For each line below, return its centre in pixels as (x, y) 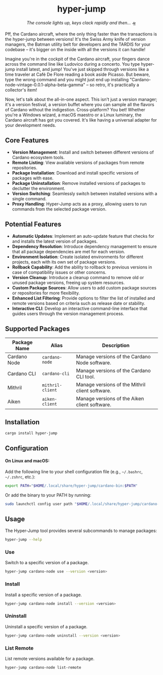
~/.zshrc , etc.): (20, 477)
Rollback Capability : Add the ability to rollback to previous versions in (82, 267)
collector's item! (21, 90)
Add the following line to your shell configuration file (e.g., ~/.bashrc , (74, 471)
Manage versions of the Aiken (110, 399)
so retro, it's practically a (114, 85)
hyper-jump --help (24, 540)
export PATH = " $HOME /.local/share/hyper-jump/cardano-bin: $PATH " (71, 486)
